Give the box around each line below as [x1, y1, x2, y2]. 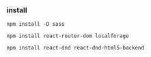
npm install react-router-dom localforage [6, 33, 129, 39]
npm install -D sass [6, 21, 66, 28]
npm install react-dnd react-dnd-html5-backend [6, 45, 145, 52]
